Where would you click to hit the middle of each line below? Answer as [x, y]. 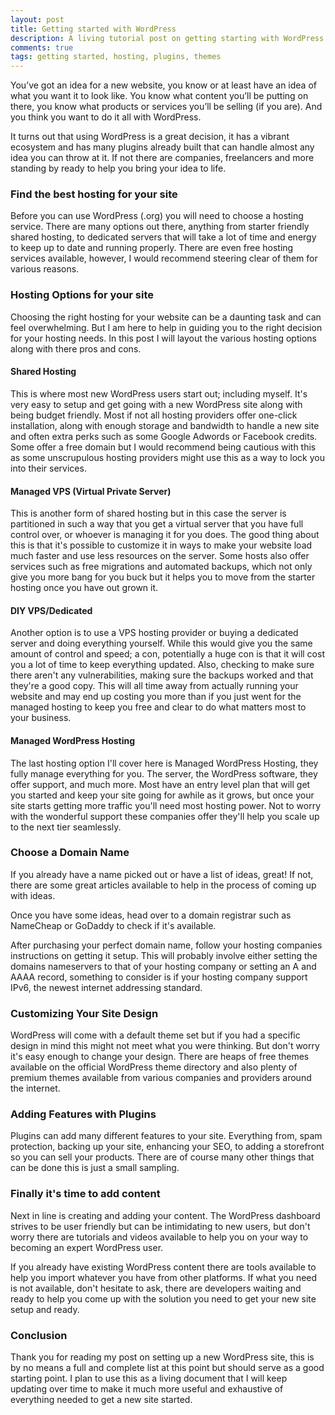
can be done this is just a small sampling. [95, 1168]
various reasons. [45, 269]
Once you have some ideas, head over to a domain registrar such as [151, 915]
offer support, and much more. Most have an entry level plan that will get [160, 784]
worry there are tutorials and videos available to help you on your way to [159, 1237]
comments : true [42, 47]
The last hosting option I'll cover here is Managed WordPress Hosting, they [164, 763]
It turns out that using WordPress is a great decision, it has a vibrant [150, 137]
